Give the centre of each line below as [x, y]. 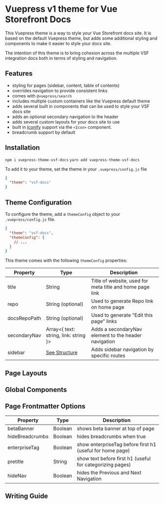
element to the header [116, 335]
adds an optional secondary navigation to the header [65, 117]
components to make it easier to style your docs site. [58, 43]
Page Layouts [26, 373]
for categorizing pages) [104, 464]
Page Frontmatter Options [45, 406]
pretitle [16, 461]
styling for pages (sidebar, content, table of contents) [66, 85]
